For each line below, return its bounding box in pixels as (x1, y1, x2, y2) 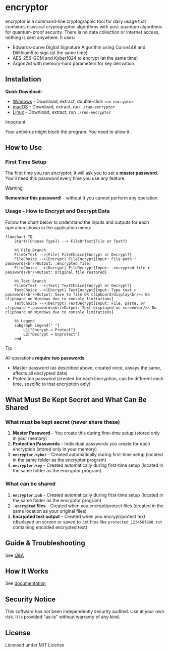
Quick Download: (5, 88, 42, 95)
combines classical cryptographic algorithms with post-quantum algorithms (5, 23, 162, 29)
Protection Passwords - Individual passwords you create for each (12, 441, 150, 447)
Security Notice (5, 595, 55, 603)
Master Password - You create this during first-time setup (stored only (12, 430, 160, 436)
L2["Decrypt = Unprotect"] (23, 332, 80, 337)
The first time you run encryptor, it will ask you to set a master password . (5, 170, 158, 176)
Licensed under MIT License (5, 642, 65, 648)
